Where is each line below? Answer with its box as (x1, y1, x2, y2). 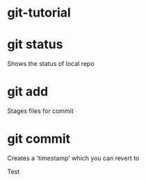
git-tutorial (7, 5, 71, 21)
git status (7, 37, 63, 53)
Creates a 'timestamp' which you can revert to (7, 154, 140, 162)
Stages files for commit (7, 107, 74, 115)
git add (7, 84, 49, 100)
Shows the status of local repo (7, 60, 95, 68)
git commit (7, 131, 71, 147)
